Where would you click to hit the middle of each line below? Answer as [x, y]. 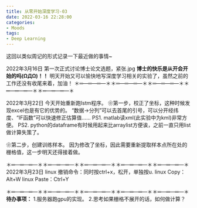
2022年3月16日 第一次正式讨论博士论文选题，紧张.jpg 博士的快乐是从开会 [94, 69]
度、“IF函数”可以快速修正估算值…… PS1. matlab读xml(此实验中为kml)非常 [94, 117]
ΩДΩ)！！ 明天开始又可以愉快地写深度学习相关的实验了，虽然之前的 [106, 76]
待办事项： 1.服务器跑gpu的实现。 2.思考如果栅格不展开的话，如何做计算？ [96, 199]
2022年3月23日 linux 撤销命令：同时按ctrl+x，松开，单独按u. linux [86, 172]
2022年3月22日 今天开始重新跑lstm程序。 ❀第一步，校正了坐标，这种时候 [96, 103]
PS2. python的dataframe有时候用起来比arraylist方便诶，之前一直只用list [104, 125]
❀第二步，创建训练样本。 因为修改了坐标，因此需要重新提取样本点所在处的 [97, 145]
